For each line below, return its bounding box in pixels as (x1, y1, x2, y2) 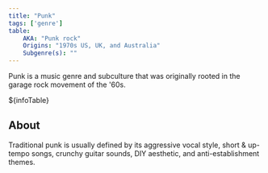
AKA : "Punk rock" (23, 34, 82, 43)
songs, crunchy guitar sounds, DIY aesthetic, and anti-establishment (31, 148, 260, 158)
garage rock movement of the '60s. (8, 80, 127, 89)
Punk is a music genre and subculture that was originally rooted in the (8, 72, 241, 80)
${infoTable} (8, 96, 50, 105)
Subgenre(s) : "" (23, 49, 78, 57)
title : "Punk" (8, 11, 57, 20)
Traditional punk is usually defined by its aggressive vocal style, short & (8, 140, 246, 150)
